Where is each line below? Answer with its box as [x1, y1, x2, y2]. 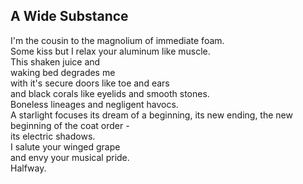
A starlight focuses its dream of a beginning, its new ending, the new [10, 109, 293, 121]
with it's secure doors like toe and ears [10, 77, 170, 89]
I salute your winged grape [10, 140, 121, 153]
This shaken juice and [10, 55, 101, 68]
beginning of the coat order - [10, 119, 130, 131]
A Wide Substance [10, 8, 129, 25]
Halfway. [10, 162, 47, 174]
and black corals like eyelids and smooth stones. [10, 87, 210, 99]
